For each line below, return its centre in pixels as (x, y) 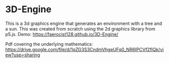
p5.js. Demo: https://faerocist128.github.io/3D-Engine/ (62, 34)
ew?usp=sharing (23, 55)
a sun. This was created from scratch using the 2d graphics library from (80, 28)
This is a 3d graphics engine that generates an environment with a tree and (84, 23)
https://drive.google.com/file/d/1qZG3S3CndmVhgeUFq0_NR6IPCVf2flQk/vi (84, 49)
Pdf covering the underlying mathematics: (49, 44)
